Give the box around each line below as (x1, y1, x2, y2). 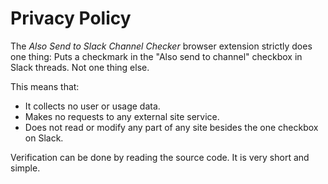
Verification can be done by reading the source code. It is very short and (10, 151, 310, 163)
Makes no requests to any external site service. (24, 110, 220, 122)
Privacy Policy (10, 7, 132, 30)
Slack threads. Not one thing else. (10, 61, 150, 73)
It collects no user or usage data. (24, 100, 161, 112)
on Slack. (24, 132, 64, 144)
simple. (10, 162, 41, 174)
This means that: (10, 80, 80, 92)
